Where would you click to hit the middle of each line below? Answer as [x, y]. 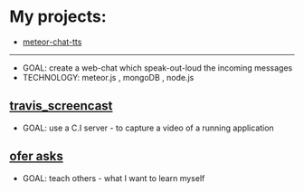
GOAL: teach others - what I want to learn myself [114, 178]
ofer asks [36, 156]
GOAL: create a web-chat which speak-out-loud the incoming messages [157, 68]
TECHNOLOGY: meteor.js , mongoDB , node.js [108, 77]
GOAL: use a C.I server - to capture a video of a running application [148, 128]
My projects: [58, 17]
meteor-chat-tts [52, 42]
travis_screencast [61, 106]
